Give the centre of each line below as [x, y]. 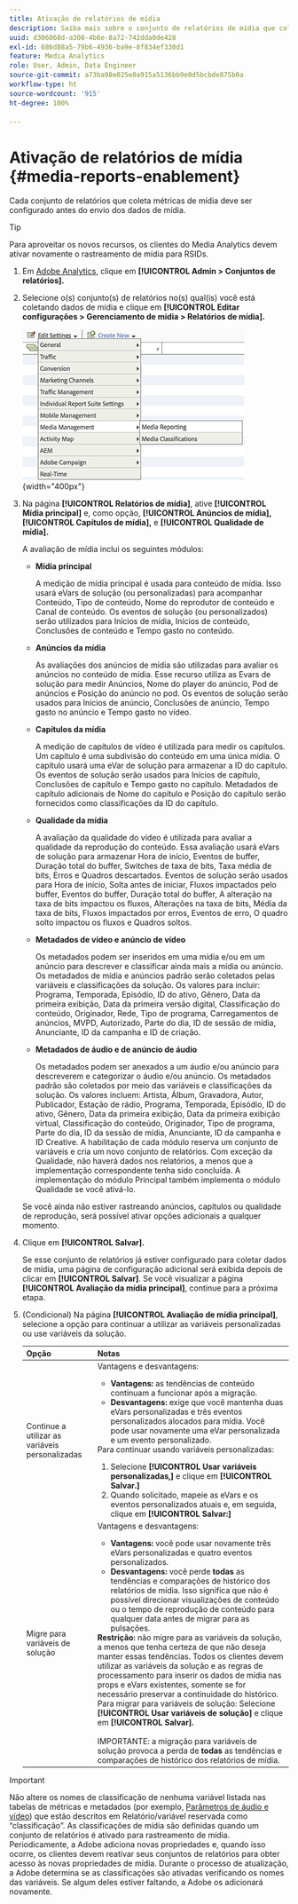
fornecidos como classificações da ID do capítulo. [127, 803]
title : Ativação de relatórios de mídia [85, 19]
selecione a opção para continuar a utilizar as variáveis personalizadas [151, 1324]
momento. [41, 1226]
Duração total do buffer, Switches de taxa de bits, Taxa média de [153, 866]
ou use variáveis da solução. [74, 1334]
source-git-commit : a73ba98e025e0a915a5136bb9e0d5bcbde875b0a [126, 75]
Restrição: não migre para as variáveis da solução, [189, 1638]
